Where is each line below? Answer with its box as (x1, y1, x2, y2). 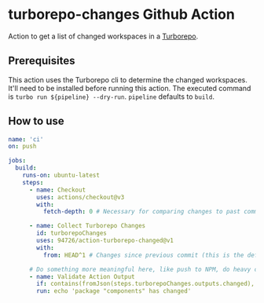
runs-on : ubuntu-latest (22, 171, 101, 180)
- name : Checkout (28, 186, 86, 194)
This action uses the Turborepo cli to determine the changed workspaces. (8, 75, 247, 84)
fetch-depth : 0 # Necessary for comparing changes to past (42, 208, 241, 216)
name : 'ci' (8, 135, 44, 143)
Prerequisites (8, 54, 75, 68)
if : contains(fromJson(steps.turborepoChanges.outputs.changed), (36, 280, 255, 288)
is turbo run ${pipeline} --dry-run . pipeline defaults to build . (8, 92, 214, 101)
